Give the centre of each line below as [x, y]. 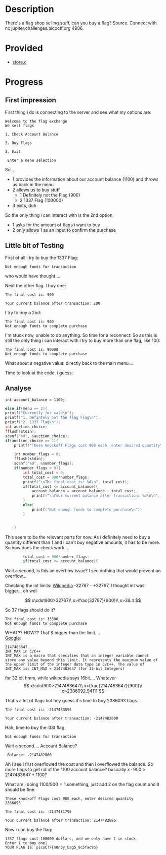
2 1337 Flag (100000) [41, 200]
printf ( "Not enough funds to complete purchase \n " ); [87, 510]
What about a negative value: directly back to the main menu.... [69, 363]
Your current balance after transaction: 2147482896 [61, 821]
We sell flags [20, 126]
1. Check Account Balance [32, 134]
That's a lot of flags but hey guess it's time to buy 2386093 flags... [73, 701]
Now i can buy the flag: [29, 830]
